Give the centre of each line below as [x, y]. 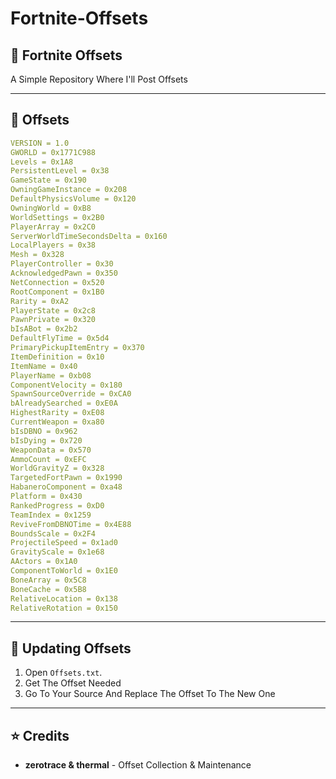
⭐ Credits [40, 735]
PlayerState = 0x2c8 [53, 310]
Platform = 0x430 [46, 497]
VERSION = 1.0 [40, 143]
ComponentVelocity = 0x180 [66, 385]
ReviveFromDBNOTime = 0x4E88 [71, 524]
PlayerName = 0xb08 [51, 375]
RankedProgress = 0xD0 [57, 505]
